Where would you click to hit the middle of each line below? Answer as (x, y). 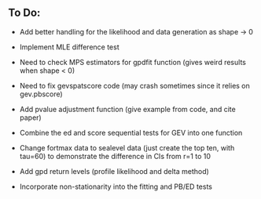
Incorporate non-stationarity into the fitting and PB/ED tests (116, 186)
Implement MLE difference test (69, 47)
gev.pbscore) (41, 94)
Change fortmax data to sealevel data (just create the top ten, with (127, 147)
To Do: (24, 13)
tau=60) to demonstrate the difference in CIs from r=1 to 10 (115, 156)
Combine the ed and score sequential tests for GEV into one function (131, 132)
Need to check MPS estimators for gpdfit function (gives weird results (132, 62)
